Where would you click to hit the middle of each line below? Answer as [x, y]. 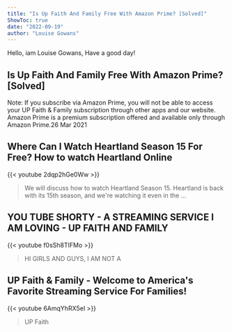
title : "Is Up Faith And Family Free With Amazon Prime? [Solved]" [107, 14]
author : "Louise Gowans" [43, 33]
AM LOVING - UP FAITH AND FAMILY [88, 228]
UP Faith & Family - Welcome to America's [100, 281]
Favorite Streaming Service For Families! [97, 291]
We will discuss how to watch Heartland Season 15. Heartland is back [124, 188]
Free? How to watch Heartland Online [90, 158]
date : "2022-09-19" [36, 27]
